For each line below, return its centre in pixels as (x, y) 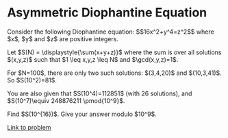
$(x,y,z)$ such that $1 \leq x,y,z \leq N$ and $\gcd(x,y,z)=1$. (93, 59)
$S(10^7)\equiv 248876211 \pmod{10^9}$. (66, 100)
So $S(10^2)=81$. (32, 80)
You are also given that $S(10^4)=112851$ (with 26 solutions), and (100, 93)
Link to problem (29, 127)
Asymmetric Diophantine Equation (107, 13)
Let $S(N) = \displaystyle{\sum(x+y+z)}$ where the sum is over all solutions (114, 52)
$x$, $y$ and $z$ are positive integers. (63, 38)
